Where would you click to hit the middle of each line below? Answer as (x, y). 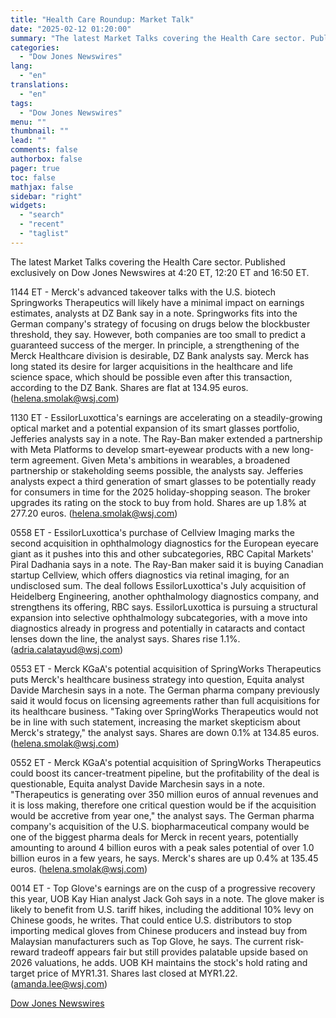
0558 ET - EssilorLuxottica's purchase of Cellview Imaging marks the (152, 532)
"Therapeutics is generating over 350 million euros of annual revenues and (164, 794)
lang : (21, 66)
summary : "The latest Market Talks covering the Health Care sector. (158, 38)
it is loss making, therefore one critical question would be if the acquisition (163, 805)
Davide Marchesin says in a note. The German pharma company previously (165, 690)
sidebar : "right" (46, 196)
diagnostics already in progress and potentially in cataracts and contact (158, 628)
